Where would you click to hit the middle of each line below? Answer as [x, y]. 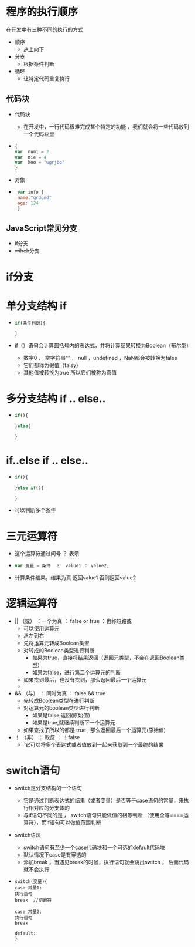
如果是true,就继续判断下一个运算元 [73, 723]
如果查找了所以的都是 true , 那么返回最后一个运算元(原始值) [94, 730]
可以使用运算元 [41, 628]
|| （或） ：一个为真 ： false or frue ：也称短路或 [73, 621]
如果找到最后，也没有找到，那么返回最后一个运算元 [85, 680]
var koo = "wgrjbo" [40, 163]
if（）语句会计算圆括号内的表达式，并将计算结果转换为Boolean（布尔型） [103, 346]
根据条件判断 [39, 64]
